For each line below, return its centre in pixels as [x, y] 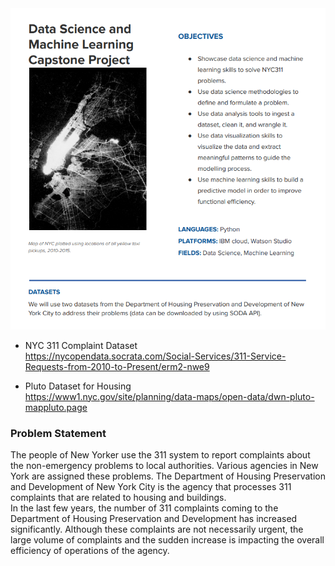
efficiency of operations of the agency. [90, 551]
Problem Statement [58, 433]
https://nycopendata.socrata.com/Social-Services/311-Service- [155, 356]
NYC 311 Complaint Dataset [81, 345]
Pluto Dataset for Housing [78, 386]
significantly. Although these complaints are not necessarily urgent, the [157, 529]
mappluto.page [56, 407]
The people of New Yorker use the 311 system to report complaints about [160, 455]
